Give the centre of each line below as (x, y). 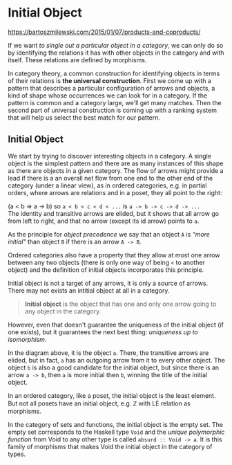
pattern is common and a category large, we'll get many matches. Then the (115, 102)
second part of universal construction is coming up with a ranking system (112, 110)
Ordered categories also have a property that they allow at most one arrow (114, 255)
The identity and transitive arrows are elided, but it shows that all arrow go (114, 213)
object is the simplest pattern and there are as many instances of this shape (116, 163)
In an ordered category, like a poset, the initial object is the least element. (112, 395)
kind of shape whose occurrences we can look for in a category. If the (108, 95)
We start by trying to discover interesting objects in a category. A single (109, 156)
